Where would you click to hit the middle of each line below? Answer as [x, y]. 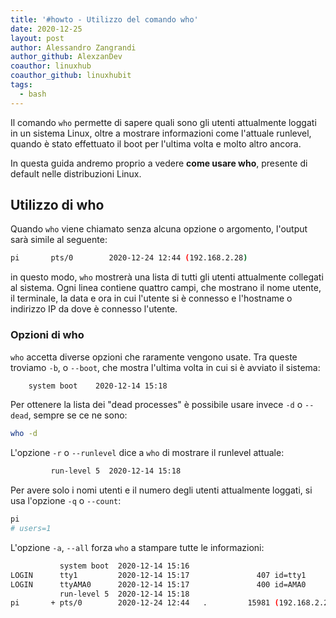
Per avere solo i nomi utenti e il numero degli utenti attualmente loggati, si [161, 490]
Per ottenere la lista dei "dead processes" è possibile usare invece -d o [156, 405]
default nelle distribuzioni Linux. [76, 173]
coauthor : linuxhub [51, 66]
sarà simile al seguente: [59, 240]
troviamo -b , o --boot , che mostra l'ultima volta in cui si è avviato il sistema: [165, 367]
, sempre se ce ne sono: [78, 415]
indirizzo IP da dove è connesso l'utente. [94, 309]
